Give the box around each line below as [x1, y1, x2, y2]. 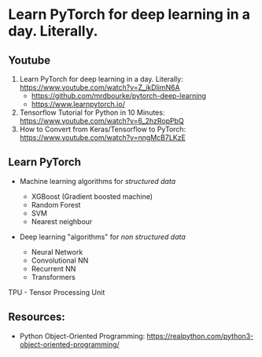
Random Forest [31, 200, 81, 209]
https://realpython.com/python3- [146, 331, 254, 340]
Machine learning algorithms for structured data [19, 176, 175, 186]
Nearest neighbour [31, 216, 93, 226]
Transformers [31, 272, 76, 282]
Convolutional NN [31, 256, 89, 265]
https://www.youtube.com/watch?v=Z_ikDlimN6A [19, 83, 180, 92]
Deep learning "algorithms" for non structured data [19, 232, 186, 241]
